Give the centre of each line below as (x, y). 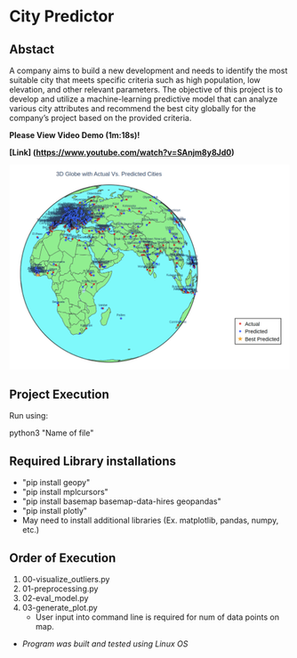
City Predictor (62, 16)
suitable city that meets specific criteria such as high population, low (135, 80)
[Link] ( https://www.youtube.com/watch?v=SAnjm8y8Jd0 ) (122, 152)
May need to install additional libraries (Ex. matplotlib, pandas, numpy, (150, 520)
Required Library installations (92, 461)
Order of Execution (63, 558)
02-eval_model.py (55, 598)
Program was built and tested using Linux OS (105, 644)
